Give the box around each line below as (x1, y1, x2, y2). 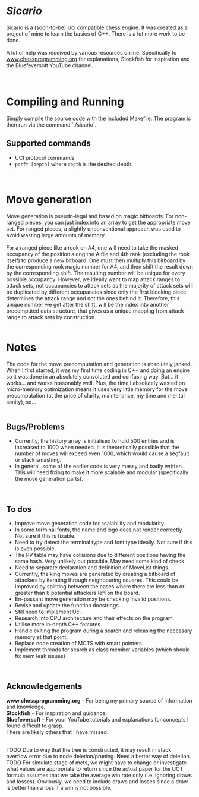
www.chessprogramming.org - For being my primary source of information (6, 697, 192, 704)
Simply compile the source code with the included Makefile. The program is (6, 115, 191, 122)
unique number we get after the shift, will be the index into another (6, 301, 169, 308)
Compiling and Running (6, 95, 124, 109)
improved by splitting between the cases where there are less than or (14, 583, 185, 590)
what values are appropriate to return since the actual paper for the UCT (6, 766, 184, 772)
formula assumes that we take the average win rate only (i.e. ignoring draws (6, 771, 192, 779)
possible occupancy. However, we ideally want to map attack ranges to (6, 275, 180, 283)
